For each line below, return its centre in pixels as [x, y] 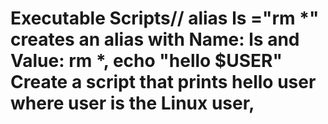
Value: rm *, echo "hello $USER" [146, 61]
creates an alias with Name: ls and [155, 39]
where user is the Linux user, [132, 103]
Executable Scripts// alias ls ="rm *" [165, 18]
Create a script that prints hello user [163, 82]
